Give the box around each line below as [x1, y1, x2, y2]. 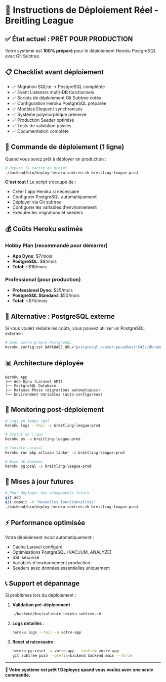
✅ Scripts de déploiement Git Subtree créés [12, 95, 102, 100]
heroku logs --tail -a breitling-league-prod [5, 423, 100, 428]
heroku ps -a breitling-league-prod [5, 437, 81, 442]
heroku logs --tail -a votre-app [12, 630, 82, 635]
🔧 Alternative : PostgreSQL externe [5, 312, 115, 321]
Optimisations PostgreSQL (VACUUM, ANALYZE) [12, 549, 112, 555]
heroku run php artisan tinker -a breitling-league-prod [5, 450, 125, 455]
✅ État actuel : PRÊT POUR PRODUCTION [5, 35, 133, 43]
